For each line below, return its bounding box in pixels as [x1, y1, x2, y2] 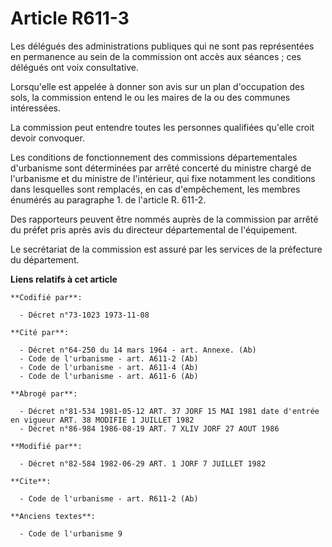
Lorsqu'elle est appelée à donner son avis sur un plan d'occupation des [10, 80, 305, 92]
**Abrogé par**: [10, 388, 78, 399]
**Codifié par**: [10, 292, 83, 302]
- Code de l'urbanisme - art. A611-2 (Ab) [19, 353, 199, 364]
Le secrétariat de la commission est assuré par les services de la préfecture [10, 243, 323, 255]
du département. [10, 253, 80, 266]
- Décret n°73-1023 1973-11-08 [19, 310, 150, 320]
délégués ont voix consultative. [10, 61, 139, 73]
